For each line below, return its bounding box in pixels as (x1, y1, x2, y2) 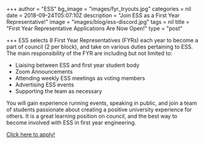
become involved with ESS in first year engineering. (6, 119, 136, 126)
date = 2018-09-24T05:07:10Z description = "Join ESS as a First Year (6, 12, 180, 19)
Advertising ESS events (15, 81, 75, 88)
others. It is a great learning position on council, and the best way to (6, 113, 178, 119)
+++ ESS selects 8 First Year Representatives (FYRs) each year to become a (6, 37, 199, 44)
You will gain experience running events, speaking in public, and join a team (6, 99, 197, 107)
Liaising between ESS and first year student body (15, 61, 140, 69)
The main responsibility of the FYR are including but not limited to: (6, 50, 173, 57)
